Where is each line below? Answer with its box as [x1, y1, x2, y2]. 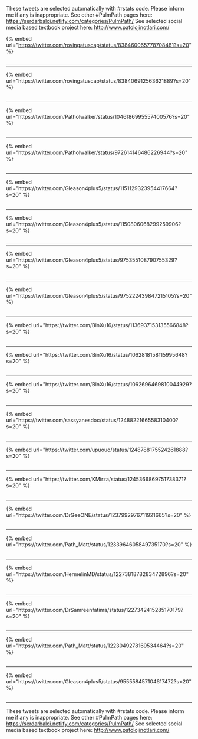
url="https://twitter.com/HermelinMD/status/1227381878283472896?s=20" [6, 571, 189, 578]
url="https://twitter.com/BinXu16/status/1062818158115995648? [33, 351, 188, 358]
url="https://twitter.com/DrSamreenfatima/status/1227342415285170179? [6, 607, 184, 613]
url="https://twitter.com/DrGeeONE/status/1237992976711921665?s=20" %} [6, 512, 192, 519]
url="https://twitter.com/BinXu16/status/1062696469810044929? [33, 381, 192, 388]
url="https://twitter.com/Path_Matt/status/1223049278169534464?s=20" [6, 642, 184, 649]
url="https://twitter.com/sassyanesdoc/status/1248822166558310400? [6, 416, 179, 424]
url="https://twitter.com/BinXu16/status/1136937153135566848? [33, 322, 189, 328]
